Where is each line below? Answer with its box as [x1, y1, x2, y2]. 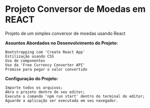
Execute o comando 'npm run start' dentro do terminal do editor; [5, 94, 145, 99]
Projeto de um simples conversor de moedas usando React [5, 30, 126, 36]
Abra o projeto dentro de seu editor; [5, 89, 85, 95]
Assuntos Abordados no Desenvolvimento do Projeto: [5, 40, 118, 46]
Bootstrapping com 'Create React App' [5, 50, 85, 54]
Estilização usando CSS [5, 54, 54, 59]
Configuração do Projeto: [5, 75, 58, 81]
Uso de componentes [5, 58, 46, 63]
